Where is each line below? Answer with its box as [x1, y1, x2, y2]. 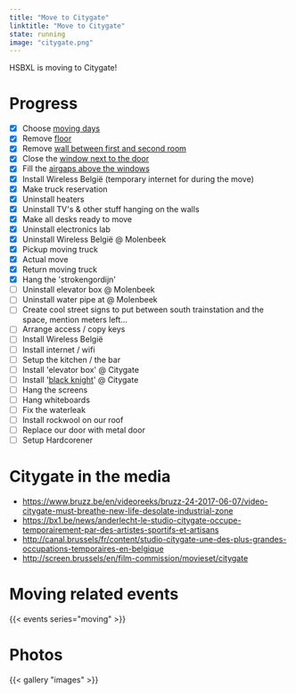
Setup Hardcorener [21, 434, 94, 446]
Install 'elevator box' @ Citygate [21, 364, 140, 375]
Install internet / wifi [21, 344, 95, 355]
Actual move [21, 254, 69, 264]
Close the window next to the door [21, 153, 150, 164]
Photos [9, 645, 63, 665]
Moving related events [9, 584, 179, 605]
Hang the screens [21, 384, 88, 395]
